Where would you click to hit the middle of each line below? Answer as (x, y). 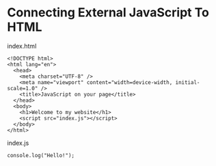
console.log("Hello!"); (41, 155)
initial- (188, 82)
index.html (22, 46)
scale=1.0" (23, 88)
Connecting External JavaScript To (108, 13)
